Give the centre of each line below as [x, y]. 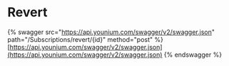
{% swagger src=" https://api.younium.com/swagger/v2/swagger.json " [111, 32]
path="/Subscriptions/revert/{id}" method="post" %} [86, 39]
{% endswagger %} [193, 55]
